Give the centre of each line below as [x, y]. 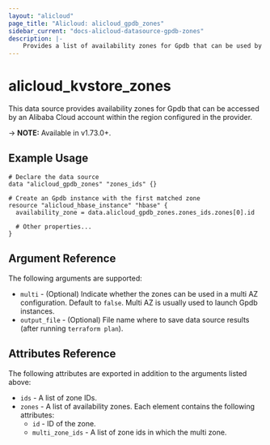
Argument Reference [62, 259]
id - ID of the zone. [64, 423]
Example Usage [49, 158]
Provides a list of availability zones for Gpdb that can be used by [143, 46]
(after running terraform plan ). [72, 328]
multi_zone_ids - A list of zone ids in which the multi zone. [129, 432]
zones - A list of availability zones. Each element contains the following [137, 406]
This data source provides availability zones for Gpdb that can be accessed [134, 109]
